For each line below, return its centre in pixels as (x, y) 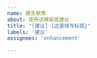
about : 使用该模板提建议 (38, 20)
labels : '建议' (28, 32)
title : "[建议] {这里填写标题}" (49, 26)
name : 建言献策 (27, 13)
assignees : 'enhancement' (44, 38)
